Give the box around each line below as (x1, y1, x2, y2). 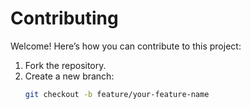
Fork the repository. (24, 59, 107, 71)
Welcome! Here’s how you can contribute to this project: (10, 40, 242, 52)
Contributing (10, 7, 119, 30)
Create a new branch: (24, 70, 115, 82)
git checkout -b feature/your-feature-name (24, 89, 210, 99)
